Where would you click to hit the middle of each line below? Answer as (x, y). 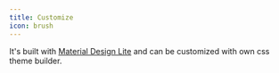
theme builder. (36, 61)
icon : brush (31, 26)
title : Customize (41, 17)
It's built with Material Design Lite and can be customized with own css (139, 51)
